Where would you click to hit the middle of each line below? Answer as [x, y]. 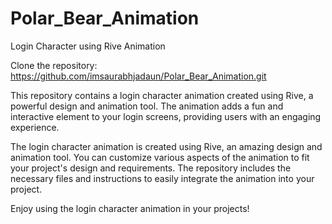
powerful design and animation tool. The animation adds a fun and [147, 106]
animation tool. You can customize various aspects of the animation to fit [160, 157]
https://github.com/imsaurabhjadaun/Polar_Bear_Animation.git [138, 76]
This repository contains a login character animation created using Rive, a [162, 95]
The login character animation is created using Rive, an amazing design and [166, 146]
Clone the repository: [54, 65]
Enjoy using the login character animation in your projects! [130, 208]
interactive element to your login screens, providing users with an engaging [166, 116]
